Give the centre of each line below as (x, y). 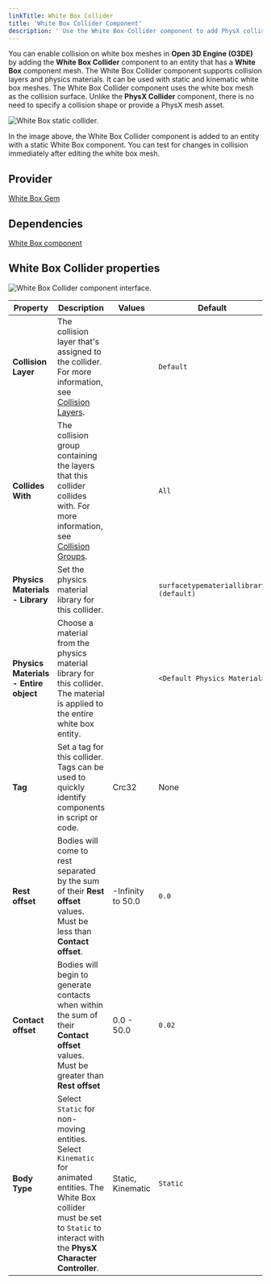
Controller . (78, 1268)
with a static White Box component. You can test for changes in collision (128, 145)
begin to (73, 974)
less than (74, 931)
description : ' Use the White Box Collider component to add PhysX (124, 31)
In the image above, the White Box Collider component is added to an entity (134, 136)
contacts (74, 994)
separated (76, 870)
